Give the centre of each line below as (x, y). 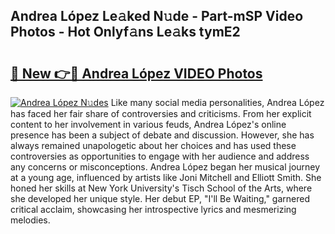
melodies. (30, 220)
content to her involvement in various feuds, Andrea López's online (148, 124)
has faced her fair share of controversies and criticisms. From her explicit (161, 113)
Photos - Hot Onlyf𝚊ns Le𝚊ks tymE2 (125, 32)
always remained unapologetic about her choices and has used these (153, 145)
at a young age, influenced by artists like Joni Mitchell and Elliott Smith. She (166, 177)
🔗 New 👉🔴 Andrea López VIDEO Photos (136, 73)
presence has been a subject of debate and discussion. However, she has (162, 135)
